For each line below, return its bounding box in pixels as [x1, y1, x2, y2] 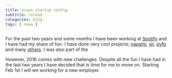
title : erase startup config [5, 7, 68, 13]
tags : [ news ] [5, 21, 38, 27]
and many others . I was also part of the [5, 46, 88, 53]
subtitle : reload [5, 12, 43, 17]
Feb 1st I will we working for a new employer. [5, 67, 100, 73]
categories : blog [5, 17, 43, 22]
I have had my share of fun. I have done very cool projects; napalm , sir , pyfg [5, 41, 166, 47]
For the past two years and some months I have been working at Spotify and [5, 36, 167, 42]
